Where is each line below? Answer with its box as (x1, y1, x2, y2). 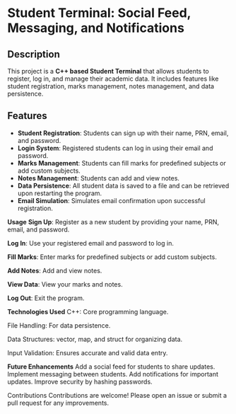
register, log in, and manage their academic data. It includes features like (7, 74, 219, 83)
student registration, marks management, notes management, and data (7, 82, 214, 90)
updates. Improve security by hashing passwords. (7, 377, 153, 386)
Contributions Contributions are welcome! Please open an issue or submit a (7, 391, 228, 399)
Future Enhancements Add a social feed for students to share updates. (7, 362, 216, 371)
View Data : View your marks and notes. (7, 280, 123, 288)
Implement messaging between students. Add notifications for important (7, 369, 219, 378)
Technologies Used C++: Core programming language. (7, 307, 169, 316)
